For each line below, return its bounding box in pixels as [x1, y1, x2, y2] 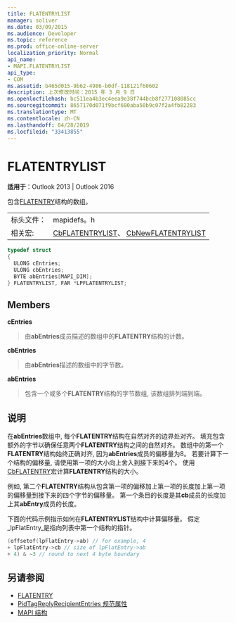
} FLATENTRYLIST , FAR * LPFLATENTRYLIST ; [7, 279, 128, 287]
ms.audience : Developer [7, 30, 77, 37]
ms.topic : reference [7, 37, 68, 44]
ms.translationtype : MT [7, 108, 77, 115]
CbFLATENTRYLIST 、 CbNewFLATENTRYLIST [53, 228, 206, 238]
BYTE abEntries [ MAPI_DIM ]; [13, 272, 93, 280]
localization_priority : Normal [7, 50, 99, 57]
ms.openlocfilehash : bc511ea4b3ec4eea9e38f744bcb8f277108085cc [7, 96, 197, 103]
